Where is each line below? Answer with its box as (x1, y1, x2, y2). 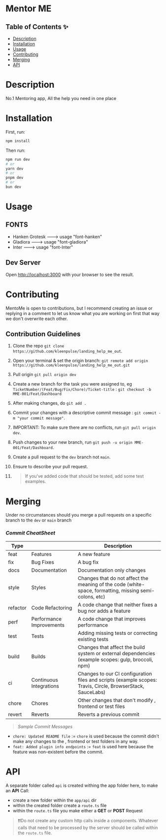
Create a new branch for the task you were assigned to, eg (12, 381, 133, 387)
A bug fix (77, 559, 99, 565)
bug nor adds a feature (77, 607, 131, 614)
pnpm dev (5, 175, 24, 180)
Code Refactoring (31, 604, 72, 611)
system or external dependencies (77, 650, 156, 657)
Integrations (31, 682, 60, 689)
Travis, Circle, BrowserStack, (77, 682, 144, 689)
